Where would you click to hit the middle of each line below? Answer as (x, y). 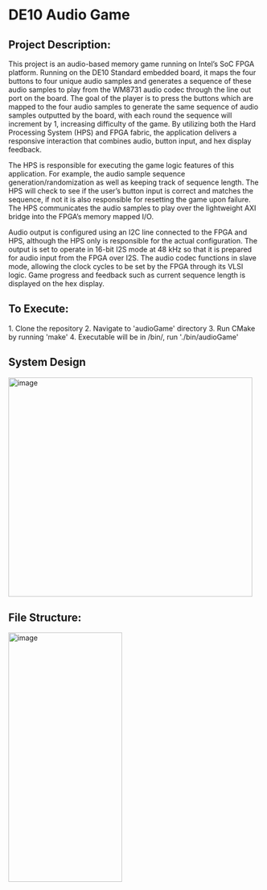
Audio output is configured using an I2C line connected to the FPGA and (128, 232)
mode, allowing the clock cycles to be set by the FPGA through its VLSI (126, 266)
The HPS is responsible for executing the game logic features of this (121, 165)
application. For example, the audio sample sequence (97, 174)
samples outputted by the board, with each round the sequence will (120, 115)
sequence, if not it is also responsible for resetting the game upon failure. (129, 200)
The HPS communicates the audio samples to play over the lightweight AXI (132, 208)
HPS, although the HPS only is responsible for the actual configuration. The (133, 241)
